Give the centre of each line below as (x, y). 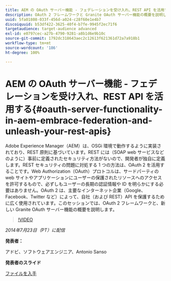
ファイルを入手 (21, 273)
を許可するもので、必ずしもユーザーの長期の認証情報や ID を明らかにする (82, 184)
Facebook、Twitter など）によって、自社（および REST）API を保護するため (85, 197)
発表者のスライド (23, 263)
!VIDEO (25, 220)
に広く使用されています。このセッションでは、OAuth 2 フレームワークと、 (83, 203)
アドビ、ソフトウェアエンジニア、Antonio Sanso (56, 252)
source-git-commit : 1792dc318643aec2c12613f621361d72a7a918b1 (73, 39)
